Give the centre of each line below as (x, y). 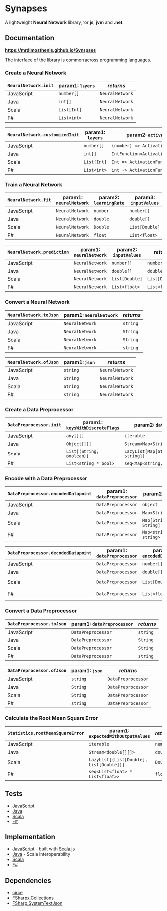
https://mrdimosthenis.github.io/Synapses (51, 50)
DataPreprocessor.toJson (37, 624)
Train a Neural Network (34, 184)
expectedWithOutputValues (119, 736)
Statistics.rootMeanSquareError (46, 733)
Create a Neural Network (36, 73)
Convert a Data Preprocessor (41, 611)
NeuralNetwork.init (31, 86)
